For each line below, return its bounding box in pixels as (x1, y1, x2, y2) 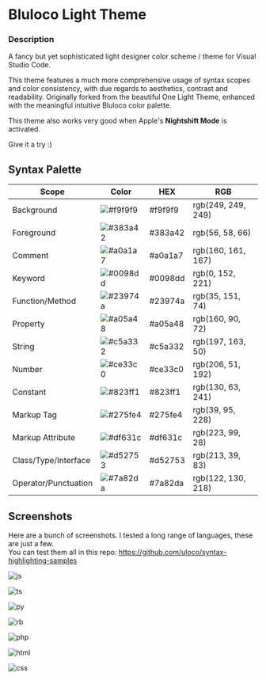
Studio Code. (8, 60, 51, 70)
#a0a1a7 (149, 250, 184, 261)
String (12, 341, 35, 352)
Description (8, 34, 55, 45)
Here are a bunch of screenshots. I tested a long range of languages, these (8, 530, 253, 540)
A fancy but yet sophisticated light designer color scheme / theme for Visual (8, 51, 256, 61)
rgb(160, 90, (192, 313, 241, 325)
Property (12, 318, 45, 329)
